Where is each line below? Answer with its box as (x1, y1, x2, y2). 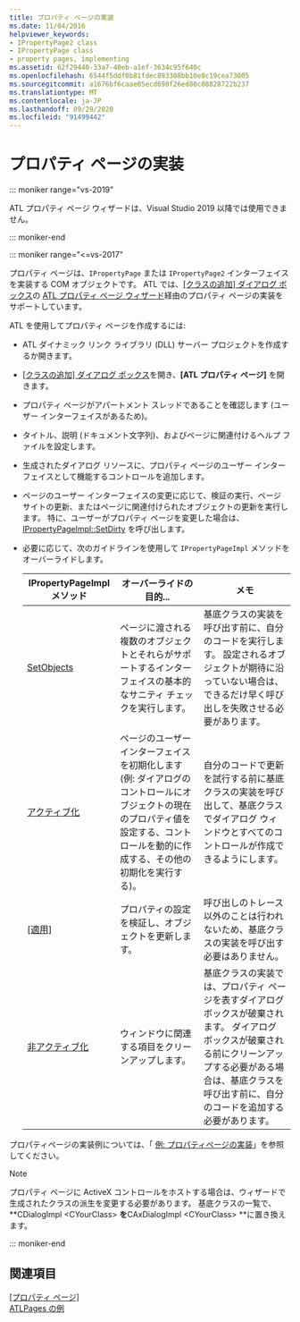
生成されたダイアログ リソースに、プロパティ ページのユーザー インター (21, 460, 287, 470)
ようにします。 (221, 853, 284, 866)
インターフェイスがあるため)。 (39, 411, 153, 421)
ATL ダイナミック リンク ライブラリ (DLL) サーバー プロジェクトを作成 (21, 339, 281, 350)
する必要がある (212, 1061, 276, 1073)
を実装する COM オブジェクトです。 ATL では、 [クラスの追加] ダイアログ (9, 279, 278, 290)
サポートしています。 (9, 301, 87, 312)
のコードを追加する (204, 1101, 285, 1114)
